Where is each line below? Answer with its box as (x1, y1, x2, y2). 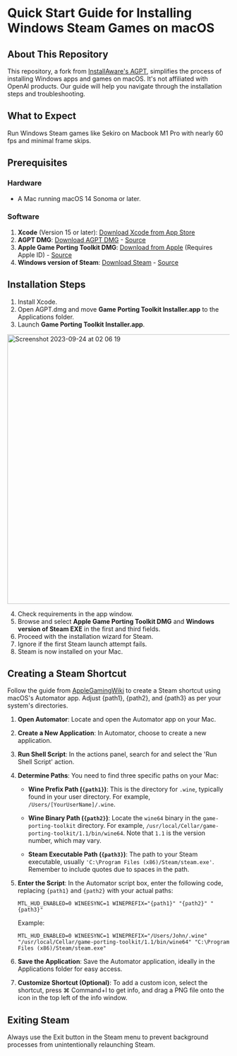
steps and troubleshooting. (7, 90, 86, 98)
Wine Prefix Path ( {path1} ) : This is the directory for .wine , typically (28, 785, 224, 794)
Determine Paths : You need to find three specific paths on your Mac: (17, 771, 219, 780)
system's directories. (7, 701, 68, 710)
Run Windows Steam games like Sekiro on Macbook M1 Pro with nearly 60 (7, 129, 224, 137)
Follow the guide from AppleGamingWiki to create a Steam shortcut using (7, 686, 221, 695)
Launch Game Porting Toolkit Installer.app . (17, 320, 145, 329)
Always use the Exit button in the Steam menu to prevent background (7, 1033, 209, 1042)
